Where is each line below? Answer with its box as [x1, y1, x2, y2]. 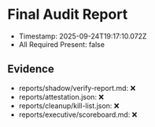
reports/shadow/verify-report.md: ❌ [18, 83, 136, 93]
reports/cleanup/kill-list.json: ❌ [18, 100, 120, 111]
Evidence [7, 63, 54, 76]
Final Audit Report [7, 5, 128, 24]
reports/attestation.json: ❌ [18, 92, 105, 101]
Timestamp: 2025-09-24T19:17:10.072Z [18, 31, 147, 41]
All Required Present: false [18, 39, 105, 49]
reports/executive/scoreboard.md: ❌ [18, 110, 138, 119]
